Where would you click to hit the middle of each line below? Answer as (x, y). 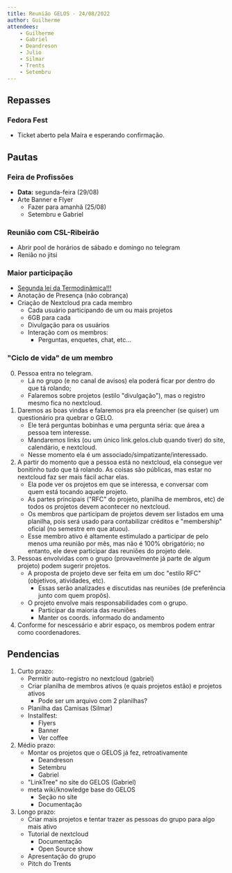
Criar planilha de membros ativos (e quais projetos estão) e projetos (125, 686)
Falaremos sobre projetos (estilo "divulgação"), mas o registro (116, 395)
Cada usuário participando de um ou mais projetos (100, 310)
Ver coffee (53, 737)
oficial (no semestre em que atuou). (78, 528)
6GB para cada (49, 318)
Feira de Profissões (41, 177)
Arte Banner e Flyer (45, 199)
